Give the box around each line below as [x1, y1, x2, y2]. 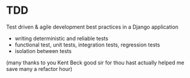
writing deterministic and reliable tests [14, 35, 109, 42]
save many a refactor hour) [6, 65, 72, 72]
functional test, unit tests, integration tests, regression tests [14, 41, 160, 48]
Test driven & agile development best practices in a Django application [6, 23, 179, 30]
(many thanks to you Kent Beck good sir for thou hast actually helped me [6, 59, 185, 66]
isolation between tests [14, 47, 72, 54]
